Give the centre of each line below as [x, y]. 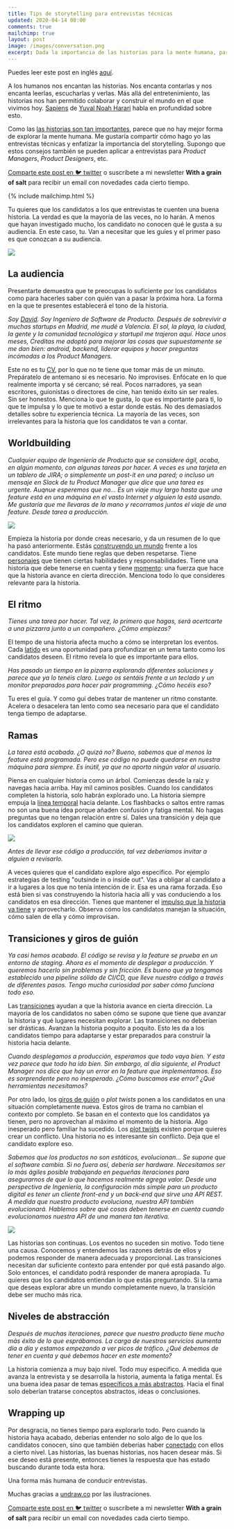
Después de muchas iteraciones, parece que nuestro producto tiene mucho [116, 1333]
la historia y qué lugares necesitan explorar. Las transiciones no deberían [112, 1020]
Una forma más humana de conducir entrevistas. [78, 1480]
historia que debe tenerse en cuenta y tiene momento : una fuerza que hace [116, 567]
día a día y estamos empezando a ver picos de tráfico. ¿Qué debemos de [114, 1348]
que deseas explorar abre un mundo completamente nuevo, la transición [112, 1287]
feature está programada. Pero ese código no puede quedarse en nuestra [114, 760]
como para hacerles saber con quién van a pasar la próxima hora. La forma [115, 298]
